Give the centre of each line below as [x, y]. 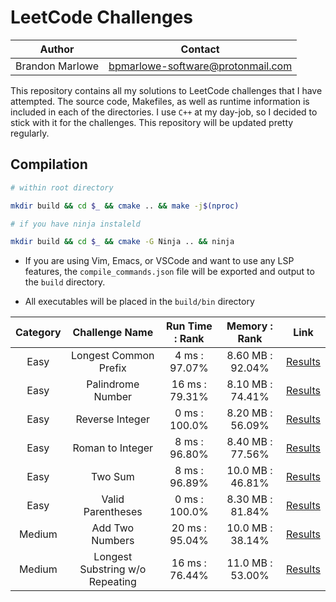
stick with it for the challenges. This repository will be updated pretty [152, 122]
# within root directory [62, 187]
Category [38, 333]
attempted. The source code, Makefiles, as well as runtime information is [160, 101]
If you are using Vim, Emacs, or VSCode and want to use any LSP [159, 261]
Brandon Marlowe [57, 66]
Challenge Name [113, 333]
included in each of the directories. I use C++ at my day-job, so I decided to [164, 112]
